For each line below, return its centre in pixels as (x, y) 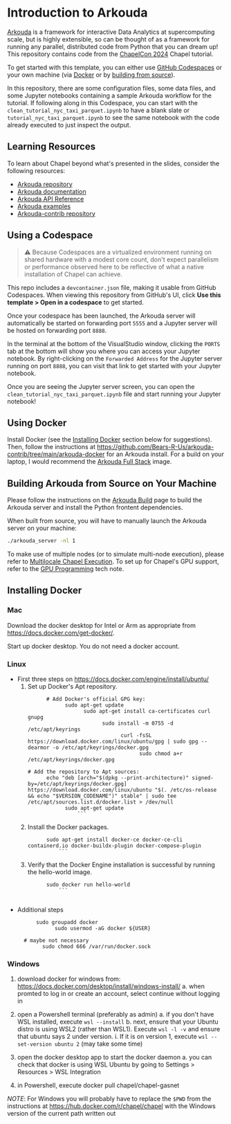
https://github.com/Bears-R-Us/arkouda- (155, 447)
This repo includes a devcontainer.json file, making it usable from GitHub (112, 287)
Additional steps (40, 910)
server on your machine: (42, 528)
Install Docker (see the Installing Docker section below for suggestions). (110, 439)
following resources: (36, 170)
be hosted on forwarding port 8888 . (57, 330)
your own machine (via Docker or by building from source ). (91, 75)
